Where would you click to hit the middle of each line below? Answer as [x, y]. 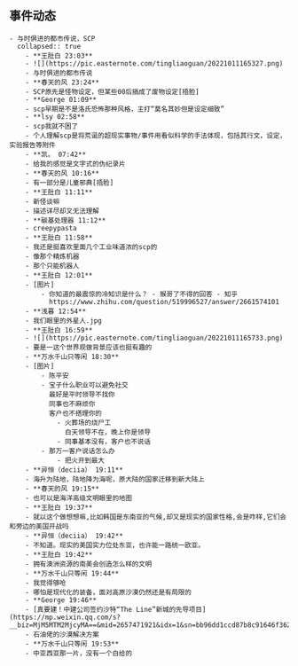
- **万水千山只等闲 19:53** [72, 644]
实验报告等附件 [32, 145]
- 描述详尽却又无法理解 [62, 211]
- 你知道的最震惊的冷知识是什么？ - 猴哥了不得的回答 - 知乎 [139, 294]
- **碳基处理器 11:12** [66, 220]
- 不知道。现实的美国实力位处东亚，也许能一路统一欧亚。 [115, 545]
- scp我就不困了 [51, 126]
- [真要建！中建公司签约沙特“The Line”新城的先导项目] [116, 609]
